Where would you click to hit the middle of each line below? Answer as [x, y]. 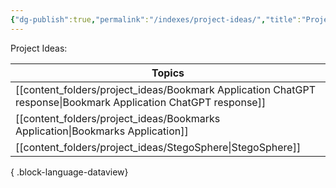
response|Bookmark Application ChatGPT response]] [141, 102]
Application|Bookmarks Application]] [102, 131]
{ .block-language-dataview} [69, 172]
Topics [168, 73]
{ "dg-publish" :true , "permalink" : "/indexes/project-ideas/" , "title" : [156, 19]
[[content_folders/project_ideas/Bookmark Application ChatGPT [166, 89]
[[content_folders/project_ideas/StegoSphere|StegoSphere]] [158, 147]
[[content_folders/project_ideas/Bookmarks [118, 118]
